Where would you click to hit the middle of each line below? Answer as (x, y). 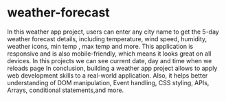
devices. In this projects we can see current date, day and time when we (110, 60)
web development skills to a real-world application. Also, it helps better (108, 75)
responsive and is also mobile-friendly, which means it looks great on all (109, 54)
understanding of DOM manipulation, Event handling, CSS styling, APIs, (108, 82)
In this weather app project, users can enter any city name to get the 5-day (113, 32)
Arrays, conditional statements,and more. (66, 90)
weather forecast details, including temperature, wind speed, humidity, (107, 38)
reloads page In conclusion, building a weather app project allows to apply (112, 68)
